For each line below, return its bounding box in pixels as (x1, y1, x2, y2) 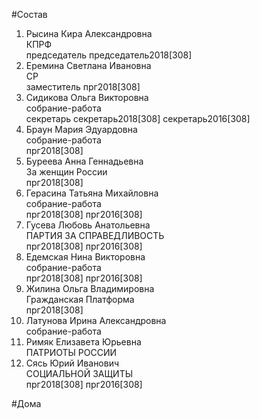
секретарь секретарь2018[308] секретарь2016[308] (25, 113, 251, 124)
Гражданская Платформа (25, 294, 135, 305)
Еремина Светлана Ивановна (25, 60, 152, 71)
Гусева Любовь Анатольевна (25, 219, 151, 231)
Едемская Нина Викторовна (25, 251, 146, 263)
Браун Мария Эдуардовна (25, 124, 138, 135)
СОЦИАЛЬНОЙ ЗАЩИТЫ (25, 368, 134, 379)
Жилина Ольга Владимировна (25, 283, 155, 294)
